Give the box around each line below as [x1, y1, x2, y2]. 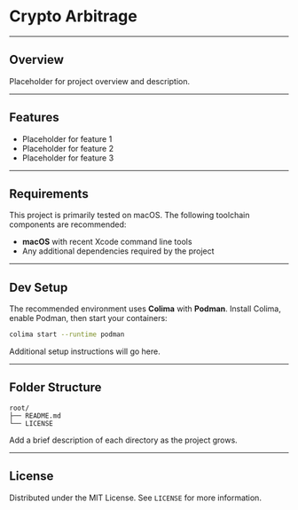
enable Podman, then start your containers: [9, 313, 168, 324]
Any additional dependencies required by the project [21, 246, 215, 256]
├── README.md [9, 411, 62, 420]
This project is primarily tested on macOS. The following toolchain [9, 210, 250, 221]
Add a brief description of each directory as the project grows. [9, 435, 238, 445]
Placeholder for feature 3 [21, 153, 114, 163]
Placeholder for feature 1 [21, 133, 113, 144]
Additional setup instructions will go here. [9, 346, 161, 357]
